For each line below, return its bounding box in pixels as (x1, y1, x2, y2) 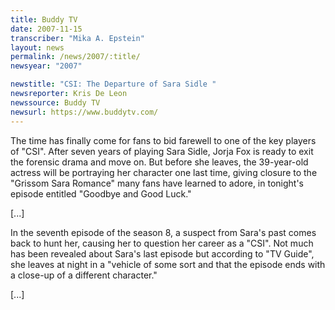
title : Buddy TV (10, 14, 78, 25)
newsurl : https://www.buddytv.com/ (10, 107, 159, 117)
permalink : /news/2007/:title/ (10, 52, 141, 62)
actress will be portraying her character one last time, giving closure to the (10, 166, 318, 178)
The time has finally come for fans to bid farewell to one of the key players (10, 134, 317, 146)
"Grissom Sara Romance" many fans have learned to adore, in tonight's (10, 177, 304, 189)
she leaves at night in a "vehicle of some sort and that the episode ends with (10, 258, 326, 270)
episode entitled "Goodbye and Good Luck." (10, 187, 192, 200)
